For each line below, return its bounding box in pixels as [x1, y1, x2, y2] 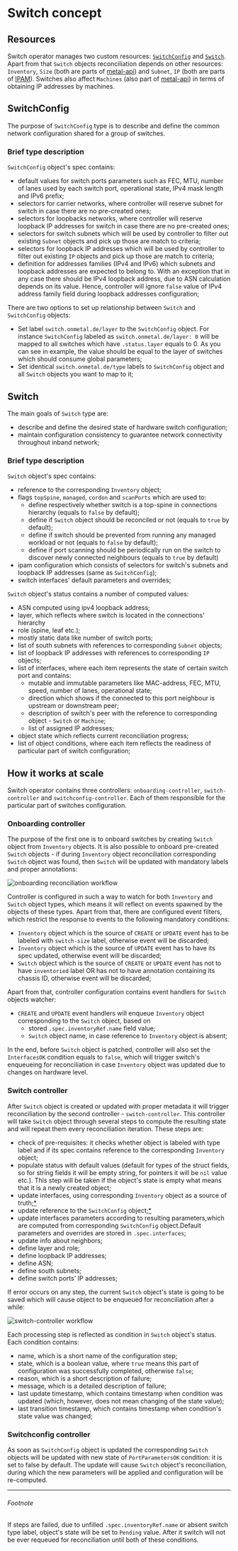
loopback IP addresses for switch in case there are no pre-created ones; [17, 222, 229, 230]
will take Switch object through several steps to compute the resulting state [7, 1117, 227, 1125]
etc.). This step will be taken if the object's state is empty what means [17, 1176, 222, 1184]
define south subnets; [17, 1266, 82, 1274]
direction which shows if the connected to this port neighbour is [28, 694, 215, 703]
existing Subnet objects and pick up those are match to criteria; [17, 237, 201, 245]
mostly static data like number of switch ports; [17, 633, 154, 643]
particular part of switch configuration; [17, 747, 131, 755]
